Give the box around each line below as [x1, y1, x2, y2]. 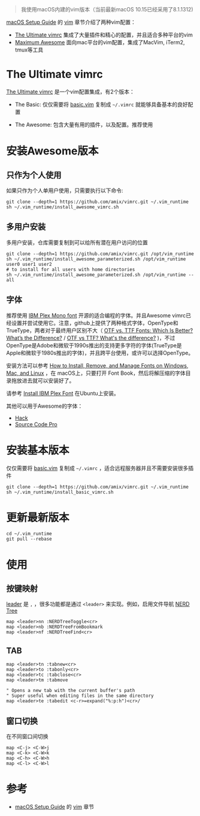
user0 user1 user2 [6, 261, 52, 267]
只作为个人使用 [6, 170, 62, 180]
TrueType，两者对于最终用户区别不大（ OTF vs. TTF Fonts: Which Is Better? [6, 326, 193, 334]
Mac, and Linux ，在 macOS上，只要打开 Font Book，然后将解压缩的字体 [6, 369, 186, 377]
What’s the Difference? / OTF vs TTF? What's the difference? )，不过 [6, 334, 175, 341]
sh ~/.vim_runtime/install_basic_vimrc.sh [6, 489, 114, 495]
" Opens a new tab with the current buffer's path [6, 688, 135, 694]
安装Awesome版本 [6, 144, 99, 158]
